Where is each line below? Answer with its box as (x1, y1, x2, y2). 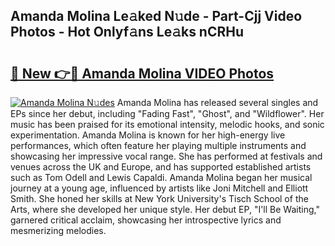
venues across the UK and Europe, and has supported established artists (10, 161, 312, 173)
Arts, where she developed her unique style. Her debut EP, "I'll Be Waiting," (10, 204, 320, 215)
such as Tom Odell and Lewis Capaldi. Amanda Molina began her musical (10, 172, 313, 183)
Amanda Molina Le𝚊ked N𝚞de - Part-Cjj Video (10, 8, 303, 25)
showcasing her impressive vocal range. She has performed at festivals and (10, 150, 323, 162)
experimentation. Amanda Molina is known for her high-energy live (10, 129, 286, 141)
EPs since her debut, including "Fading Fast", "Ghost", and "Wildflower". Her (10, 108, 325, 119)
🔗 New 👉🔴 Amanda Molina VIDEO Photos (10, 65, 275, 82)
